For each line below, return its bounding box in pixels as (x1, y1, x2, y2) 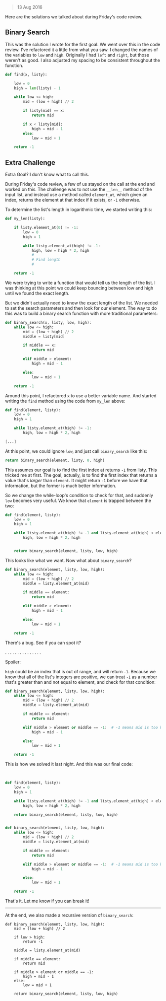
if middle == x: (23, 343, 56, 348)
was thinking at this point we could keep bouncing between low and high (5, 285, 154, 291)
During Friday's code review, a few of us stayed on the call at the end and (5, 181, 155, 187)
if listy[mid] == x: (23, 108, 65, 113)
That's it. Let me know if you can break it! (5, 898, 89, 904)
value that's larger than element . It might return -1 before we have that (5, 477, 148, 483)
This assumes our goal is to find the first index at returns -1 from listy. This (5, 467, 157, 473)
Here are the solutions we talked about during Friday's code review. (5, 14, 143, 19)
